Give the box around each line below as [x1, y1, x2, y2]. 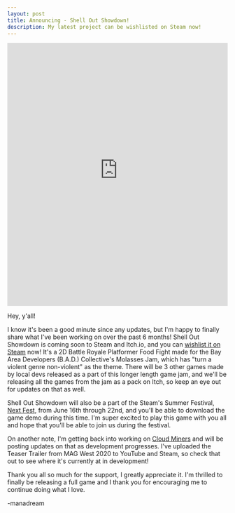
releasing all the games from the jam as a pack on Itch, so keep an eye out [7, 378, 222, 386]
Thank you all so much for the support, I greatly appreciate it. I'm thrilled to [7, 471, 223, 479]
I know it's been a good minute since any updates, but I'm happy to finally [7, 326, 220, 334]
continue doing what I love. [7, 486, 85, 494]
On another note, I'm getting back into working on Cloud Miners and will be [7, 434, 224, 443]
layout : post [7, 10, 45, 18]
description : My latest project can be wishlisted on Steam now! [7, 23, 201, 30]
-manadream [7, 499, 45, 507]
